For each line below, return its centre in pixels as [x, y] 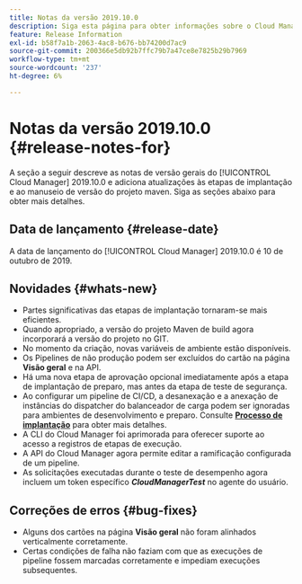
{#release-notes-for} [90, 147]
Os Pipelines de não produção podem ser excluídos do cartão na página [156, 358]
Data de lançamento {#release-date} [114, 230]
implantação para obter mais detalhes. [94, 425]
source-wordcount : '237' [56, 68]
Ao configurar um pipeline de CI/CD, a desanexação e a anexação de [150, 396]
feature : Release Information [66, 34]
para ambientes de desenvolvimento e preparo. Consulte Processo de [152, 415]
